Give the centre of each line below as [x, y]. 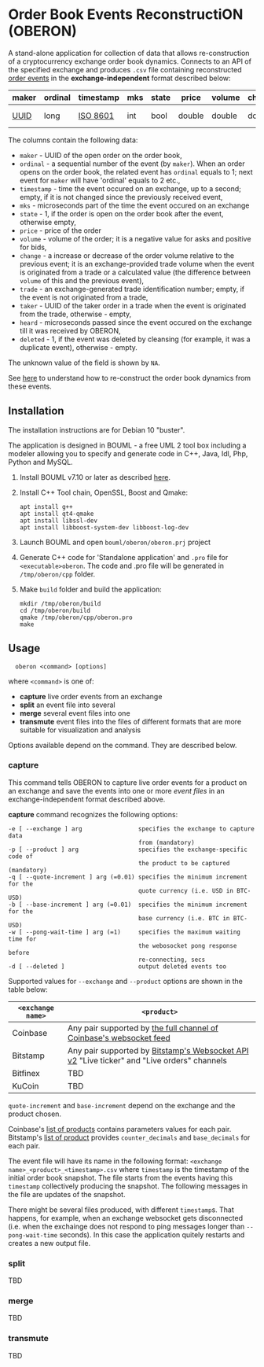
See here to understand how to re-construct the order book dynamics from [130, 378]
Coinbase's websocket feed [119, 1037]
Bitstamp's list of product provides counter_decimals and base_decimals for [129, 1137]
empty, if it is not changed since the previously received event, [121, 197]
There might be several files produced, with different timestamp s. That [121, 1210]
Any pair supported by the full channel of [143, 1028]
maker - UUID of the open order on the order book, [101, 155]
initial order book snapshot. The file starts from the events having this [121, 1177]
